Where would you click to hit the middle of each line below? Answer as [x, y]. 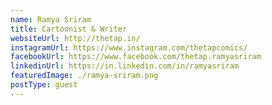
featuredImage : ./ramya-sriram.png [84, 76]
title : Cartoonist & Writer [69, 29]
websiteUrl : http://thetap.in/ [75, 38]
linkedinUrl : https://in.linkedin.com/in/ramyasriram [125, 66]
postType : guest [44, 85]
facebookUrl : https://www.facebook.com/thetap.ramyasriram [136, 57]
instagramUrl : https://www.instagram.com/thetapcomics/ [129, 47]
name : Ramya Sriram [51, 19]
